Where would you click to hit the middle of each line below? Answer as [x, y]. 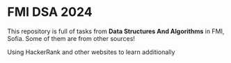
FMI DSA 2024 [50, 12]
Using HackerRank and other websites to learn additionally [91, 52]
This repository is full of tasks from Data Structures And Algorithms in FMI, [116, 31]
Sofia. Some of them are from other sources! [71, 38]
